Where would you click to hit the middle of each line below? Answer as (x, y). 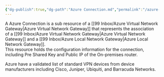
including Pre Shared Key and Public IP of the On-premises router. (72, 55)
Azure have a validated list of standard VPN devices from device (70, 64)
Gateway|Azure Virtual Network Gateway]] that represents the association (80, 29)
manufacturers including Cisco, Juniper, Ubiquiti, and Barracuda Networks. (81, 69)
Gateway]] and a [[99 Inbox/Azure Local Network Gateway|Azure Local (77, 39)
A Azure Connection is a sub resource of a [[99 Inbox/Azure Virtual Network (82, 23)
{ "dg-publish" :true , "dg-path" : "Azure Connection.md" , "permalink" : (74, 10)
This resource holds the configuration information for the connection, (75, 49)
